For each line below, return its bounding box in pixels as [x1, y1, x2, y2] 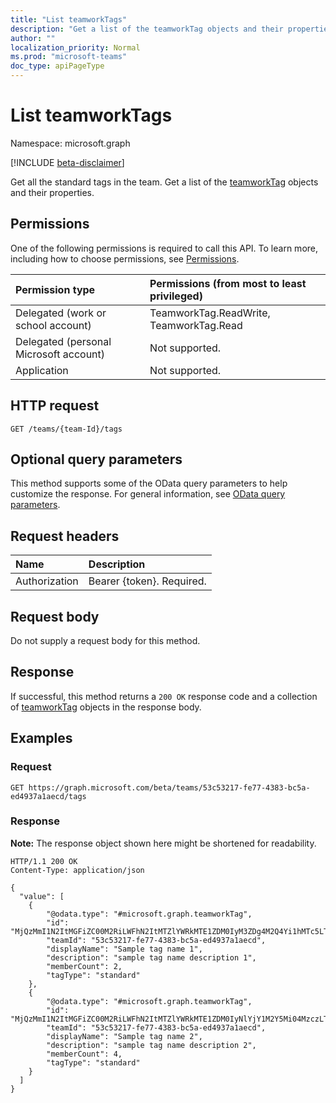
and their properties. [10, 186, 95, 198]
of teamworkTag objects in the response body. [10, 701, 202, 713]
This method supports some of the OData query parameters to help [10, 477, 288, 490]
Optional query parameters [10, 451, 183, 468]
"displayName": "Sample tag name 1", [46, 944, 203, 954]
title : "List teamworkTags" [10, 14, 128, 25]
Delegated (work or [15, 306, 107, 320]
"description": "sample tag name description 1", [46, 952, 257, 963]
